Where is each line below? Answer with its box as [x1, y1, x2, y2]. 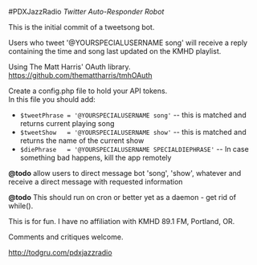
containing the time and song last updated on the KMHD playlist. [8, 47, 222, 55]
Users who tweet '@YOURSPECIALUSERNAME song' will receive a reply [8, 38, 247, 47]
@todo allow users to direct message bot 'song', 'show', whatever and [8, 169, 242, 177]
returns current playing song [19, 119, 115, 128]
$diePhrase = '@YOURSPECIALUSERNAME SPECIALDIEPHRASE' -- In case [19, 145, 249, 153]
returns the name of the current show [19, 136, 145, 145]
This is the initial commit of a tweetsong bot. [8, 22, 155, 31]
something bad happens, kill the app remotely [19, 153, 172, 162]
